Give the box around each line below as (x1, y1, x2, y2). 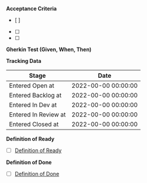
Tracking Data (6, 58, 41, 64)
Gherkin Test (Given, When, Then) (6, 46, 92, 53)
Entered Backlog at (9, 91, 62, 99)
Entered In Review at (9, 111, 66, 118)
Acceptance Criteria (6, 5, 57, 12)
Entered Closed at (9, 120, 59, 128)
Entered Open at (9, 81, 54, 90)
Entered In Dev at (9, 101, 57, 109)
